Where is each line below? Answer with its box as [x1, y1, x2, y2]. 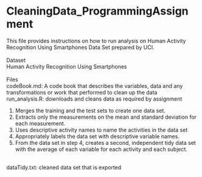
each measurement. [15, 119, 66, 127]
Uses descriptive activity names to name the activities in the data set [15, 126, 188, 133]
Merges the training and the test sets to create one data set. [15, 107, 165, 114]
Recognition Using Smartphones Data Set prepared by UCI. [6, 44, 155, 51]
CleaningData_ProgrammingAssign [6, 4, 189, 18]
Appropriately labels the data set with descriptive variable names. [15, 132, 179, 140]
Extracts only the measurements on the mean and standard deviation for [15, 113, 197, 121]
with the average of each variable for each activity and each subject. [15, 145, 187, 153]
